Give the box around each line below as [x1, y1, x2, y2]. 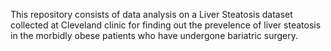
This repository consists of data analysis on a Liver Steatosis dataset [10, 9, 293, 20]
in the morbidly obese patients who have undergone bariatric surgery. [10, 30, 299, 41]
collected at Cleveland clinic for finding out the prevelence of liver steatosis [10, 19, 322, 31]
